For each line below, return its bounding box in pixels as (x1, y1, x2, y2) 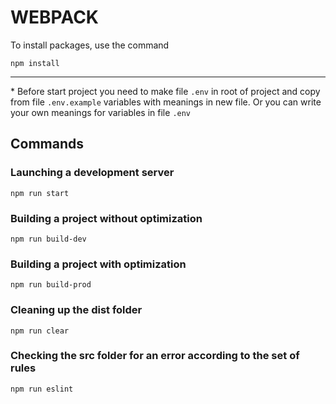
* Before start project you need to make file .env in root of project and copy (10, 85, 321, 97)
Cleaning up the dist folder (10, 303, 143, 317)
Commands (10, 136, 85, 153)
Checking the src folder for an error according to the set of (10, 349, 300, 363)
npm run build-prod (10, 280, 92, 290)
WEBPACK (10, 6, 99, 29)
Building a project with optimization (10, 257, 187, 271)
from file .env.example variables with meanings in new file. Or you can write (10, 96, 322, 108)
